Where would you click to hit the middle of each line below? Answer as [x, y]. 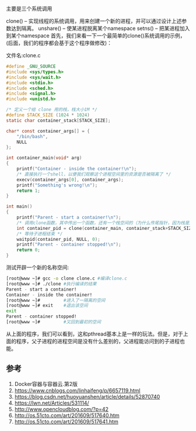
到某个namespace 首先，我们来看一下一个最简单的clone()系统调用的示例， [96, 36]
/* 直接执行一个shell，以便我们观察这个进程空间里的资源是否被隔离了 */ [94, 174]
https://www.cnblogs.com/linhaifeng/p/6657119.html [77, 390]
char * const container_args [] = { [48, 131]
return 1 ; [29, 191]
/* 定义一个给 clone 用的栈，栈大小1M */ [52, 110]
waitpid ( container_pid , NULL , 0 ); [58, 239]
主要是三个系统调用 [29, 8]
